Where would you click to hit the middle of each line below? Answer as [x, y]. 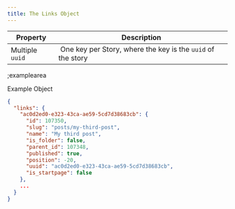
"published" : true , [54, 153]
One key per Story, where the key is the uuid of [137, 49]
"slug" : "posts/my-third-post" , [73, 128]
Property [31, 37]
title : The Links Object [43, 14]
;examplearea [27, 75]
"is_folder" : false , [56, 140]
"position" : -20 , [51, 160]
